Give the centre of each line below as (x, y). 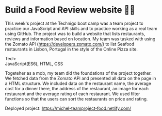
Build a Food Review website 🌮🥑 (70, 10)
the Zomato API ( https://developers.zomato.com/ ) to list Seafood (70, 44)
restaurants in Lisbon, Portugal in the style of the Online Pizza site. (72, 49)
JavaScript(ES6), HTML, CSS (34, 64)
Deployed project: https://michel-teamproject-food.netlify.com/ (68, 108)
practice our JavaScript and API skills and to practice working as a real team (81, 28)
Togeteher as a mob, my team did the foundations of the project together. (78, 73)
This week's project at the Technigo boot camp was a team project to (74, 23)
